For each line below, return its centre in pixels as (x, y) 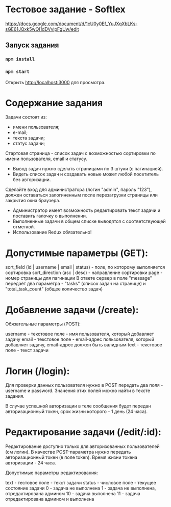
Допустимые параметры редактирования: (52, 473)
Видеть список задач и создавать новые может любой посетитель (86, 174)
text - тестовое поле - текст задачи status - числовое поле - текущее (81, 483)
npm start (17, 72)
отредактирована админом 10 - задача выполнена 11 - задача (73, 494)
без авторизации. (32, 180)
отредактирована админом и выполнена (50, 499)
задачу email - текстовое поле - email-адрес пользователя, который (80, 339)
